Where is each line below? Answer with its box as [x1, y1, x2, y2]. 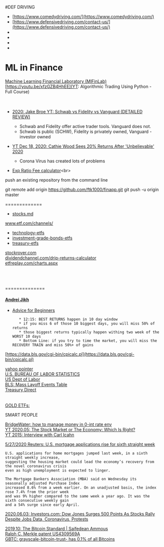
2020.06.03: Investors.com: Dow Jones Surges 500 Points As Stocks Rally [5, 511, 155, 517]
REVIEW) [12, 114, 30, 120]
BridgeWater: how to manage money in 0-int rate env [5, 421, 112, 427]
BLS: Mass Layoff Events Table [5, 382, 68, 388]
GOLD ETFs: [5, 402, 30, 409]
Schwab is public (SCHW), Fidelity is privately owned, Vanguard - [19, 129, 152, 134]
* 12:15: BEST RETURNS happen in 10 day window [19, 317, 118, 322]
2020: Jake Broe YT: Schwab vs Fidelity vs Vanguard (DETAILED [12, 108, 143, 114]
